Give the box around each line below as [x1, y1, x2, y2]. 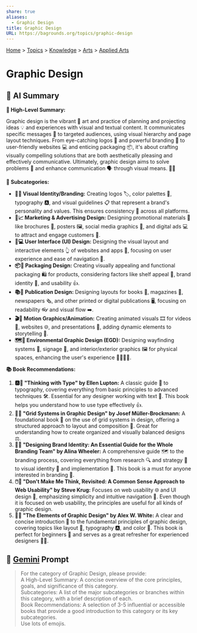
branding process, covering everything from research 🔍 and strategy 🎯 [14, 457, 188, 464]
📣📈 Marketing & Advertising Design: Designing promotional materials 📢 [14, 214, 191, 221]
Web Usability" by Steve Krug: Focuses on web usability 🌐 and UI [14, 486, 176, 493]
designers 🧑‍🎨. [14, 537, 49, 545]
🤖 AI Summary [6, 91, 60, 101]
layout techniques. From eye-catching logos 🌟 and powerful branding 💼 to [6, 137, 185, 144]
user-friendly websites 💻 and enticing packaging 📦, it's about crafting [6, 144, 178, 151]
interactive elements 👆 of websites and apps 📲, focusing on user [14, 247, 172, 254]
